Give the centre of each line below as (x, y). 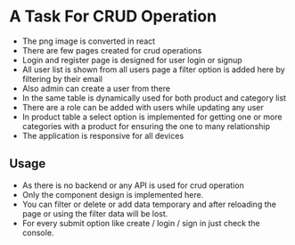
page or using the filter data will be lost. (95, 213)
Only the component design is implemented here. (113, 194)
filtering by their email (62, 78)
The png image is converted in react (89, 41)
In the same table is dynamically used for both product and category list (154, 98)
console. (38, 233)
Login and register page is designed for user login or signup (132, 60)
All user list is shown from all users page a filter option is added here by (153, 69)
